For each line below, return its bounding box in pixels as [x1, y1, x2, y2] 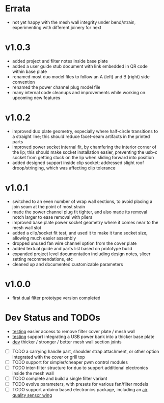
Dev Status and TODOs [5, 312, 101, 323]
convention [12, 79, 35, 85]
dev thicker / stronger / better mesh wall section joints [12, 338, 122, 345]
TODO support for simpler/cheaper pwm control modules [12, 359, 128, 365]
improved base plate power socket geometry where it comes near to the [12, 219, 159, 225]
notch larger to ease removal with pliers [12, 214, 93, 220]
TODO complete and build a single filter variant [12, 375, 108, 381]
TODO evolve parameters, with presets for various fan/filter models [12, 381, 149, 387]
